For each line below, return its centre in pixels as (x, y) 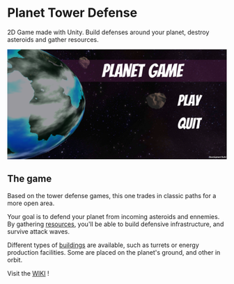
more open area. (31, 203)
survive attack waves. (38, 231)
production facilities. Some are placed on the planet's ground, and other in (114, 252)
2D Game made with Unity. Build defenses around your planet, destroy (108, 32)
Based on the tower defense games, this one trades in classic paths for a (112, 195)
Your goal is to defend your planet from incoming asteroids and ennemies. (114, 216)
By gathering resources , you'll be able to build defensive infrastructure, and (116, 224)
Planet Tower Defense (72, 13)
